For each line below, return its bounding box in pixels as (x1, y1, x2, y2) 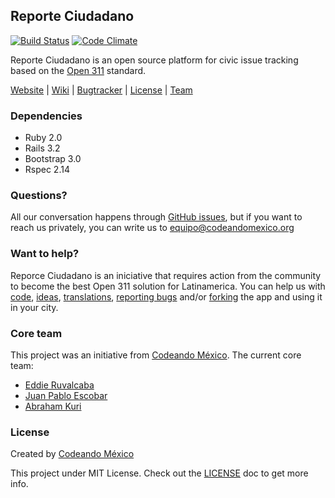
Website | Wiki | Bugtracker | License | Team (10, 84, 193, 96)
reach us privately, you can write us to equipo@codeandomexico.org (10, 222, 295, 234)
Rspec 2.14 (24, 164, 70, 176)
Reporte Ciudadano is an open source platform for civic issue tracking (10, 54, 299, 66)
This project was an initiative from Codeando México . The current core (10, 349, 302, 361)
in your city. (10, 301, 59, 313)
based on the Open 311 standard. (10, 64, 147, 76)
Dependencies (10, 109, 83, 123)
